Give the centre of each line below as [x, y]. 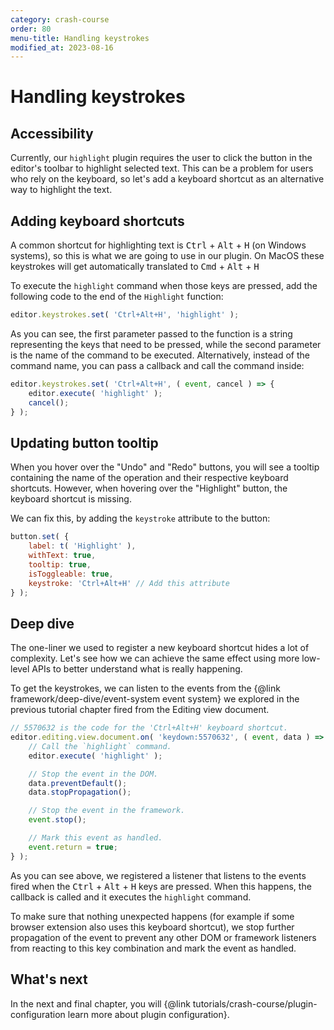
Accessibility [52, 133]
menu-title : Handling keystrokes [80, 38]
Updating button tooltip [84, 442]
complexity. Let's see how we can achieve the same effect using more [155, 658]
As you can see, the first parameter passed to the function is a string [151, 333]
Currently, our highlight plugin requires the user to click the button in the [161, 158]
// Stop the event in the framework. [107, 811]
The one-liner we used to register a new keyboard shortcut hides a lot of [160, 648]
